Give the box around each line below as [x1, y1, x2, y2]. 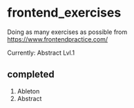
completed [7, 69, 55, 80]
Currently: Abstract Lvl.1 [7, 48, 75, 57]
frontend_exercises [7, 5, 122, 21]
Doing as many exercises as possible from [7, 28, 128, 36]
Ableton [17, 87, 40, 95]
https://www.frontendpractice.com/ [7, 35, 108, 43]
